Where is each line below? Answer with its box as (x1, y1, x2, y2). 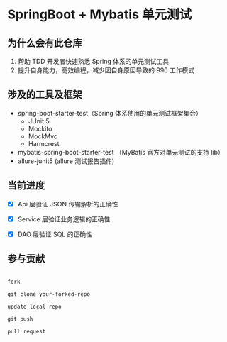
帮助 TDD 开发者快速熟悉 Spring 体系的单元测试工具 (17, 57, 169, 65)
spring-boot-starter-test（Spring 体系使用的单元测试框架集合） (17, 109, 202, 117)
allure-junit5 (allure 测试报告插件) (17, 157, 115, 165)
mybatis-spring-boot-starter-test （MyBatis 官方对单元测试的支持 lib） (17, 148, 225, 156)
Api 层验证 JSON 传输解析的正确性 (17, 199, 118, 208)
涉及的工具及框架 (7, 89, 82, 101)
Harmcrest (28, 139, 60, 148)
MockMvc (28, 132, 58, 140)
